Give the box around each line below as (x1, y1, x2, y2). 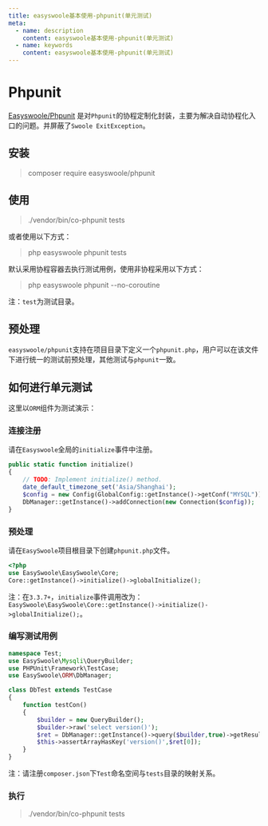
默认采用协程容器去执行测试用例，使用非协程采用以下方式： (8, 264, 204, 273)
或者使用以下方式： (8, 231, 72, 241)
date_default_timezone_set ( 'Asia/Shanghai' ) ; (22, 483, 177, 492)
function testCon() (22, 701, 88, 709)
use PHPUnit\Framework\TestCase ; (8, 664, 120, 672)
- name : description (15, 26, 84, 34)
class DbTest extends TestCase (8, 686, 112, 694)
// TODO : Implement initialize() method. (22, 476, 162, 484)
